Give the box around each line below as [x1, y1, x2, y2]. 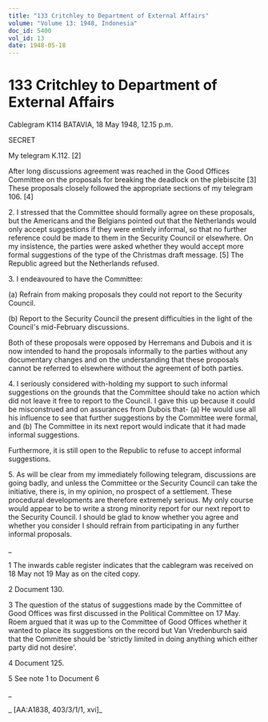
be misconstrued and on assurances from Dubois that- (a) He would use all [8, 404, 256, 414]
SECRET [8, 136, 36, 145]
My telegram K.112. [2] [8, 151, 82, 160]
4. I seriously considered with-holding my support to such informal [8, 379, 228, 389]
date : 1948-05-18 [8, 42, 66, 50]
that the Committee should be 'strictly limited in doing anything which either [8, 635, 258, 644]
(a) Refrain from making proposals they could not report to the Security [8, 290, 242, 299]
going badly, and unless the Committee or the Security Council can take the [8, 478, 258, 488]
